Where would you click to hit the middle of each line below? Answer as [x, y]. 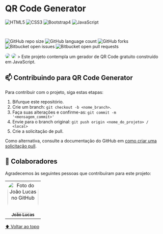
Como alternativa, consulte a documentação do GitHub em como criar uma [81, 141]
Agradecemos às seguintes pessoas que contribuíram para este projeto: [78, 173]
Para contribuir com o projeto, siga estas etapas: [54, 92]
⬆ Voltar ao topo [22, 226]
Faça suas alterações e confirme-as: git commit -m [64, 112]
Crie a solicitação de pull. [38, 131]
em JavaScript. [20, 61]
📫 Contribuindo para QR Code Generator [69, 78]
